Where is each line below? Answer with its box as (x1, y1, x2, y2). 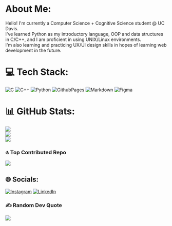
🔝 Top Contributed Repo (5, 149, 67, 156)
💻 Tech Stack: (5, 66, 69, 78)
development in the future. (5, 47, 62, 53)
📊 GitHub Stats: (5, 106, 75, 117)
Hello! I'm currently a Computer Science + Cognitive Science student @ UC (5, 20, 165, 26)
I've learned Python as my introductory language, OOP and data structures (5, 31, 163, 37)
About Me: (5, 3, 51, 15)
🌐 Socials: (5, 175, 39, 183)
